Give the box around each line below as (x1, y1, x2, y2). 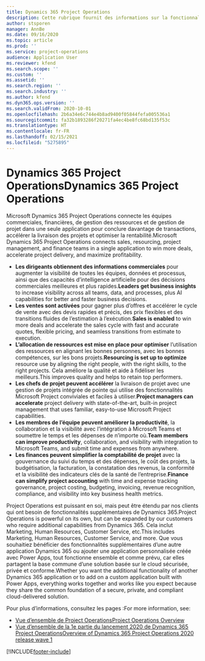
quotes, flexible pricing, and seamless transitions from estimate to (15, 327, 181, 335)
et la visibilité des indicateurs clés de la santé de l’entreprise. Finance (15, 470, 189, 478)
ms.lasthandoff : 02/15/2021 (6, 134, 78, 141)
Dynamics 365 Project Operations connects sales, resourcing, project (6, 238, 181, 245)
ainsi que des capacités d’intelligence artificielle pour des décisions (15, 276, 185, 283)
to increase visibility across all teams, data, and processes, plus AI (15, 288, 182, 296)
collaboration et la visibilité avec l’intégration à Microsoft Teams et (15, 425, 182, 433)
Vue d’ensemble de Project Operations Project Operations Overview (15, 616, 185, 624)
